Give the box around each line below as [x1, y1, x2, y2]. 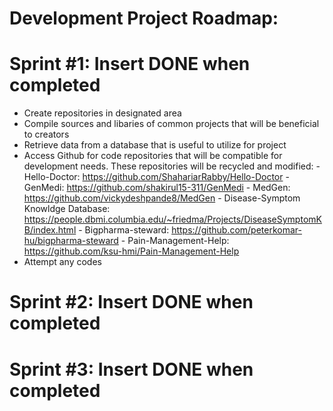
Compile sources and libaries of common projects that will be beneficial [23, 118, 320, 130]
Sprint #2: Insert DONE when [9, 291, 254, 314]
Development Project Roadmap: [9, 7, 279, 30]
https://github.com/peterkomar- [171, 224, 302, 236]
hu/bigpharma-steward [23, 235, 119, 247]
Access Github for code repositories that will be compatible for [23, 150, 283, 162]
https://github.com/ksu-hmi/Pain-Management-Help [23, 245, 240, 257]
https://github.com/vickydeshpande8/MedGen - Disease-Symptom [23, 192, 301, 204]
